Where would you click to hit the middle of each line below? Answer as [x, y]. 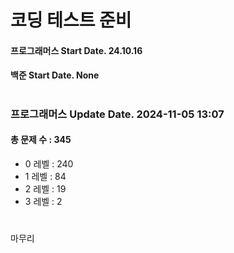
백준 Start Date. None [55, 75]
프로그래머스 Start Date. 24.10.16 [76, 50]
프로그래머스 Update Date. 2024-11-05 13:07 [117, 114]
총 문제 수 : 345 [41, 140]
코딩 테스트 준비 [71, 20]
